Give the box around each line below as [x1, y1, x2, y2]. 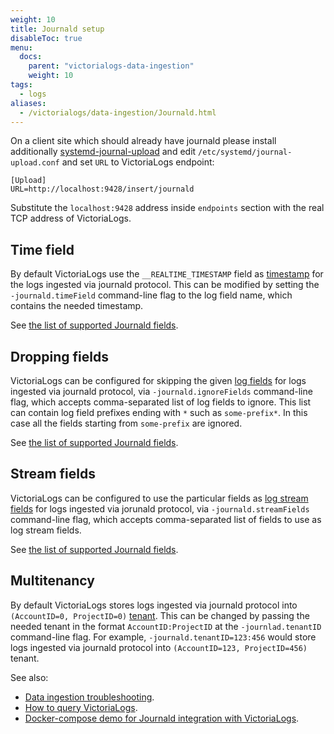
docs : [19, 52, 43, 62]
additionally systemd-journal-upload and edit [10, 146, 197, 158]
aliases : [10, 98, 47, 108]
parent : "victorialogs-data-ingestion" [28, 61, 195, 71]
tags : [10, 80, 33, 90]
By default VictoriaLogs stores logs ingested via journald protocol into [10, 599, 298, 611]
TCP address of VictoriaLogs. [10, 212, 132, 225]
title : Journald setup [10, 24, 105, 34]
